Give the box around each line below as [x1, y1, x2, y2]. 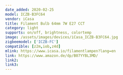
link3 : [5, 62, 19, 67]
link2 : [5, 58, 19, 63]
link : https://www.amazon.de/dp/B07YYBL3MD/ [5, 53, 98, 58]
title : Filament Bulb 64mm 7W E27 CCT [5, 21, 85, 26]
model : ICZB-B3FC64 [5, 12, 45, 17]
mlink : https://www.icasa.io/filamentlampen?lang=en [5, 48, 116, 53]
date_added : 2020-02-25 [5, 7, 54, 12]
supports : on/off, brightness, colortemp [5, 30, 92, 35]
